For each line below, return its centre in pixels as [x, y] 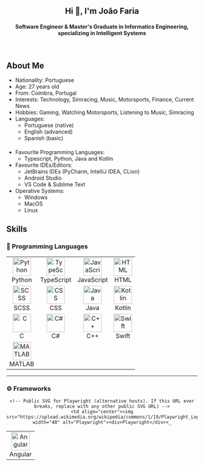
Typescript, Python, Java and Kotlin [69, 159]
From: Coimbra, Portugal [46, 93]
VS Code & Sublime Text [55, 184]
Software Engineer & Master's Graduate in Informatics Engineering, [102, 26]
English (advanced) [48, 132]
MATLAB [22, 363]
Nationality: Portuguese [45, 80]
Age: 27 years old [37, 87]
